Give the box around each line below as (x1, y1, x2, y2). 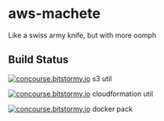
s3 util (92, 73, 112, 83)
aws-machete (8, 5, 100, 23)
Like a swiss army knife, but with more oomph (8, 30, 157, 40)
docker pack (92, 104, 133, 113)
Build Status (8, 53, 69, 66)
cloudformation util (92, 89, 154, 98)
